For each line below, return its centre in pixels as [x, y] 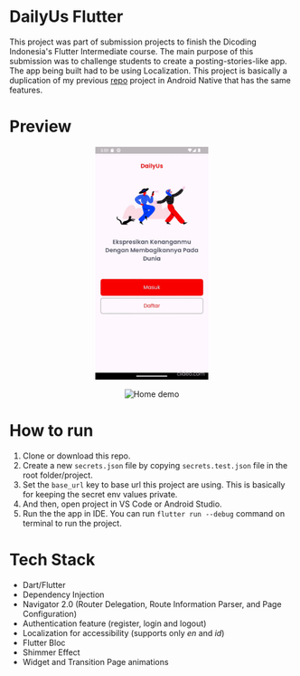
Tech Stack [52, 560]
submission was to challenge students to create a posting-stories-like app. [148, 61]
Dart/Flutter [44, 584]
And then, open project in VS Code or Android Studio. [122, 504]
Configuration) [50, 613]
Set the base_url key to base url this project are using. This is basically [154, 485]
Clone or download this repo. [76, 456]
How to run [52, 431]
